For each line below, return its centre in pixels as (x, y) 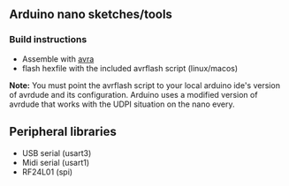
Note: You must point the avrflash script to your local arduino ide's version (145, 85)
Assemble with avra (58, 59)
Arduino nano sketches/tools (91, 15)
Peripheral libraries (63, 132)
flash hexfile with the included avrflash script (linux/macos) (130, 68)
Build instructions (48, 40)
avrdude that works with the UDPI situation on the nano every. (122, 104)
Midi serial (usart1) (56, 162)
